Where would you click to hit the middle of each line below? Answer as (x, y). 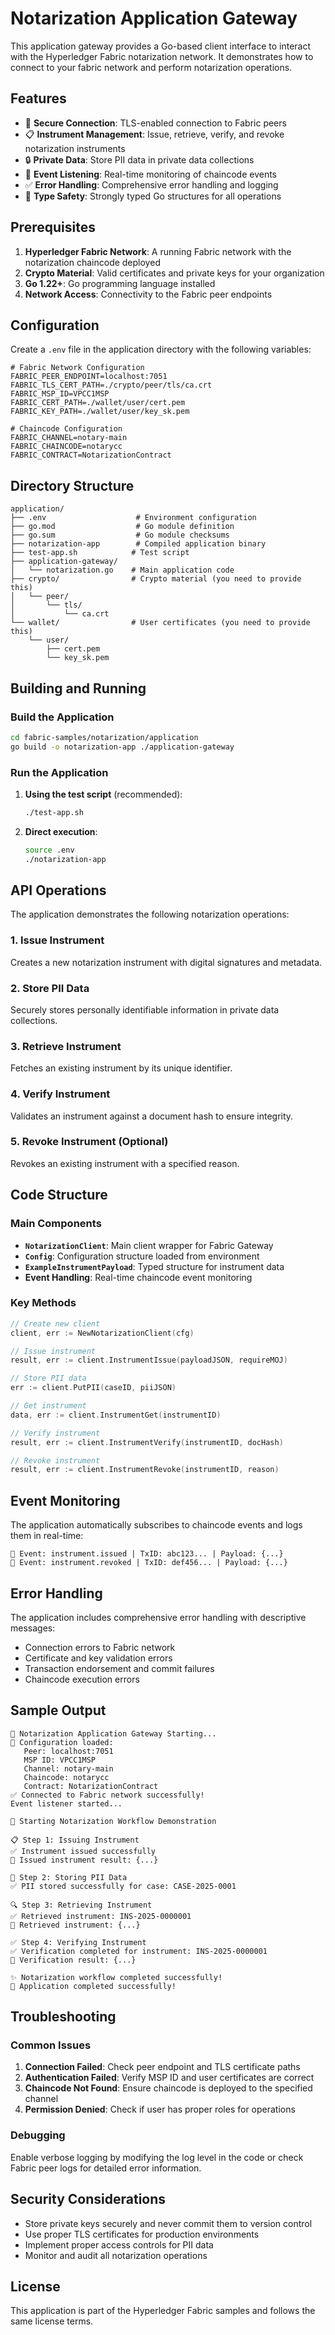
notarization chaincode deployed (92, 262)
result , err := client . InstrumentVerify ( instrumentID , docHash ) (147, 1442)
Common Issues (51, 2045)
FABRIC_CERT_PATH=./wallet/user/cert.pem (98, 403)
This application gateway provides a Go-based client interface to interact (161, 46)
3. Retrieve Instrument (66, 1046)
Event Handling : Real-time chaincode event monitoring (138, 1277)
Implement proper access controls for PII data (119, 2244)
